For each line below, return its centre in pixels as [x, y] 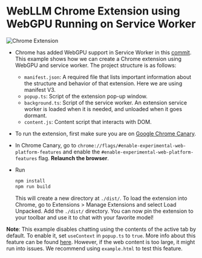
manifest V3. [40, 89]
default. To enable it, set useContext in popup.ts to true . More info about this [101, 235]
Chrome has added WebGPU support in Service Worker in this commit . [103, 52]
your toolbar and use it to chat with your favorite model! [84, 217]
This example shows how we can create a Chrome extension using [98, 59]
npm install [30, 181]
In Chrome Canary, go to [46, 145]
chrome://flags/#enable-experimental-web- [132, 146]
